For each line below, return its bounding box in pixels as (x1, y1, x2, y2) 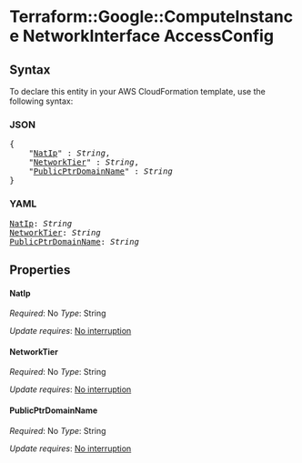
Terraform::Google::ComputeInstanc (9, 6, 294, 27)
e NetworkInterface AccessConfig (9, 25, 275, 46)
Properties (9, 262, 71, 277)
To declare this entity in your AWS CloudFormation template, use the (9, 86, 266, 96)
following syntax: (9, 96, 74, 106)
